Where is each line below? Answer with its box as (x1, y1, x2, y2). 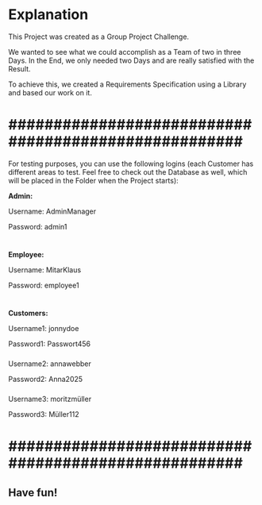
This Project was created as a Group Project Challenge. (8, 32, 189, 41)
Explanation (8, 6, 89, 24)
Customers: (8, 308, 48, 318)
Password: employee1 (8, 280, 79, 291)
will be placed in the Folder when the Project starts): (8, 175, 179, 185)
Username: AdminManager (8, 206, 97, 216)
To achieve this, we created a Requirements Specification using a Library (8, 79, 247, 89)
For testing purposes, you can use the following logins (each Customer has (8, 159, 254, 168)
